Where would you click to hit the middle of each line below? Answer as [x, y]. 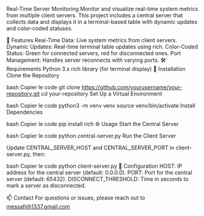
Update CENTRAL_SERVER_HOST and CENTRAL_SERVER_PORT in [90, 147]
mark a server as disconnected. [46, 185]
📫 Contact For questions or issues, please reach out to [76, 198]
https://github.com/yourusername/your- [132, 87]
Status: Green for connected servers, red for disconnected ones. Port [94, 53]
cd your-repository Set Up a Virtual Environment [102, 94]
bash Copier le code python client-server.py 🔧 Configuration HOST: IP [94, 166]
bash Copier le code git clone [43, 87]
